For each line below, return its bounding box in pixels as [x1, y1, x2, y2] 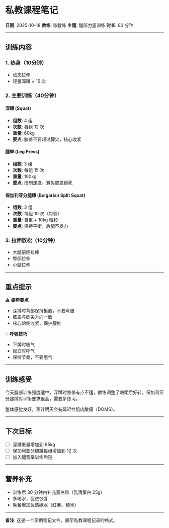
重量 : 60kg [12, 130, 35, 136]
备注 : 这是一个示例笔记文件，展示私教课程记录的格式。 [5, 517, 118, 523]
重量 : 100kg [12, 173, 37, 179]
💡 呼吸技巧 [5, 331, 28, 337]
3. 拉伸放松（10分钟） [5, 237, 59, 244]
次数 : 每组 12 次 [12, 124, 44, 130]
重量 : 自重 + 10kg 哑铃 [12, 217, 58, 223]
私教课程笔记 [5, 5, 59, 16]
